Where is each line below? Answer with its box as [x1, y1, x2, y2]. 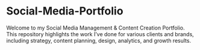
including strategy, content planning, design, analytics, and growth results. [6, 37, 192, 44]
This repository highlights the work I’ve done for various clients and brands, [6, 30, 194, 37]
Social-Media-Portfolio [6, 4, 123, 18]
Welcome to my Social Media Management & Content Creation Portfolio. [6, 24, 185, 31]
